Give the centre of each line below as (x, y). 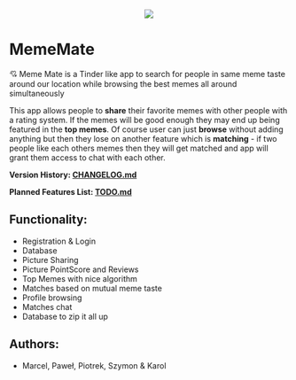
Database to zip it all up (65, 316)
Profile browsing (52, 298)
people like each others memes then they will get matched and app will (139, 148)
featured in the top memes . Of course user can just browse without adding (146, 129)
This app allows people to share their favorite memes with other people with (148, 110)
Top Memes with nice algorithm (79, 278)
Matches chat (47, 306)
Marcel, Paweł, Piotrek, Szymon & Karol (94, 365)
